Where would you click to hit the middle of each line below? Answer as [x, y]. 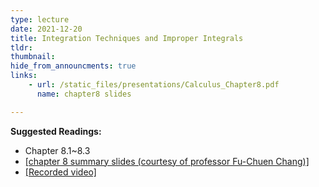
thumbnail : [33, 57]
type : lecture [40, 19]
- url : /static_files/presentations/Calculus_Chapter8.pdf [154, 85]
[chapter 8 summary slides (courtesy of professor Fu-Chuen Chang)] [167, 161]
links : [24, 76]
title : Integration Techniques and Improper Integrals [127, 38]
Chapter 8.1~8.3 [57, 150]
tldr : [21, 47]
